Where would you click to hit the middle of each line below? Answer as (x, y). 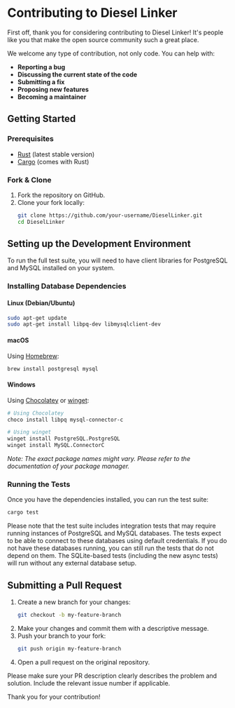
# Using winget (29, 432)
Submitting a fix (41, 81)
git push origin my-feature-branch (69, 648)
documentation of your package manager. (69, 466)
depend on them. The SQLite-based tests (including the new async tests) (113, 556)
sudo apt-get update (37, 318)
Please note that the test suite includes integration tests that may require (112, 526)
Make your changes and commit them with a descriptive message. (113, 628)
